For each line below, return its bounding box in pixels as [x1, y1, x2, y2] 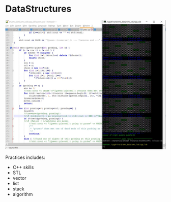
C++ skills [12, 164, 34, 171]
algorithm [12, 191, 33, 197]
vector [12, 175, 26, 181]
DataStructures [5, 3, 72, 15]
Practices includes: [5, 154, 46, 160]
